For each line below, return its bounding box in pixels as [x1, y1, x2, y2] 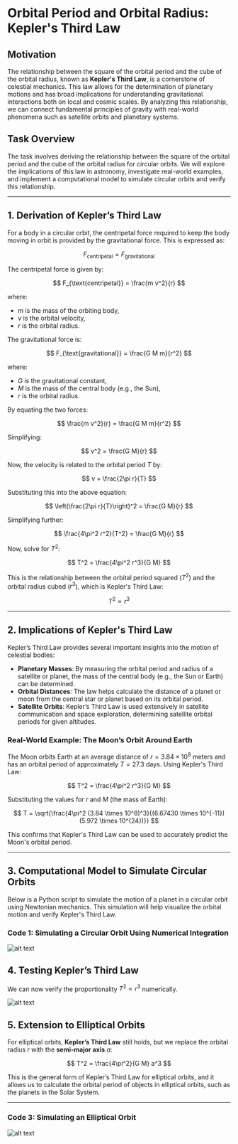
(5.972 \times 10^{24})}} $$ [79, 816, 159, 825]
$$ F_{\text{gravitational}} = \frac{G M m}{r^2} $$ [45, 349, 193, 358]
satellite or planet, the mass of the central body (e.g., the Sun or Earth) [17, 672, 224, 680]
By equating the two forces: [7, 405, 89, 414]
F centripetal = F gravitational [83, 250, 155, 260]
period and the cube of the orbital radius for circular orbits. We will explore [7, 159, 225, 168]
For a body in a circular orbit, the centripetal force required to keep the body [7, 228, 230, 237]
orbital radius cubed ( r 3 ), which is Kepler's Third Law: [7, 581, 164, 591]
